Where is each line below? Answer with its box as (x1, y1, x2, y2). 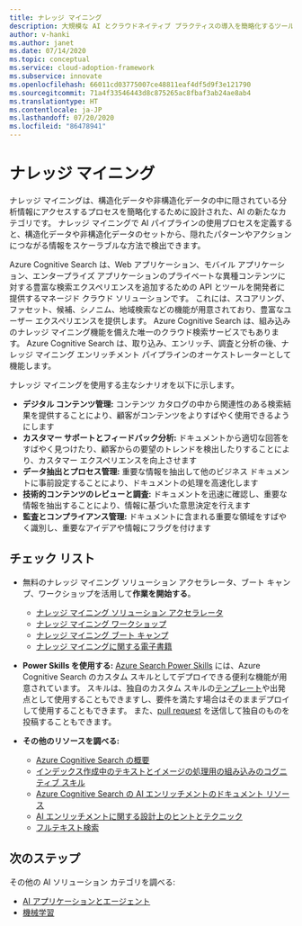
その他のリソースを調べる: (22, 735, 120, 746)
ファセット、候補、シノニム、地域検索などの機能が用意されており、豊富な (9, 303, 285, 315)
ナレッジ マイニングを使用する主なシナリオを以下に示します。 (9, 379, 240, 390)
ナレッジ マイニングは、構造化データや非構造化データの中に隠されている (9, 194, 280, 205)
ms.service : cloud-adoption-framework (9, 64, 155, 73)
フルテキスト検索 (35, 822, 100, 832)
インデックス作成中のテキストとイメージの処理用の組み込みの (35, 766, 264, 777)
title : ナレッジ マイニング (9, 13, 102, 22)
